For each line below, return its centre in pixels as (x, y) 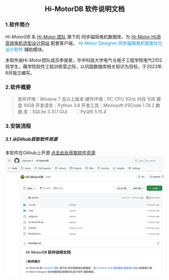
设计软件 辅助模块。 (26, 49)
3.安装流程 (18, 126)
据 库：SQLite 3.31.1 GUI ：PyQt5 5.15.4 (62, 111)
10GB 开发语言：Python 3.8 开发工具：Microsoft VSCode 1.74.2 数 (92, 105)
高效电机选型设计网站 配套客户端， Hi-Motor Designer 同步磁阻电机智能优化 (84, 43)
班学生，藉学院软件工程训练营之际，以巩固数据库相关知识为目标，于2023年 (84, 66)
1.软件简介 (18, 25)
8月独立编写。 (20, 73)
